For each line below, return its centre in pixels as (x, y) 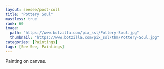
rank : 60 (14, 24)
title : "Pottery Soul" (29, 14)
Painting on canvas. (26, 61)
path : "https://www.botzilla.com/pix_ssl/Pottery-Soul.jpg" (74, 33)
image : (12, 28)
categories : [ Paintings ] (31, 42)
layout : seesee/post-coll (32, 10)
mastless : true (21, 19)
